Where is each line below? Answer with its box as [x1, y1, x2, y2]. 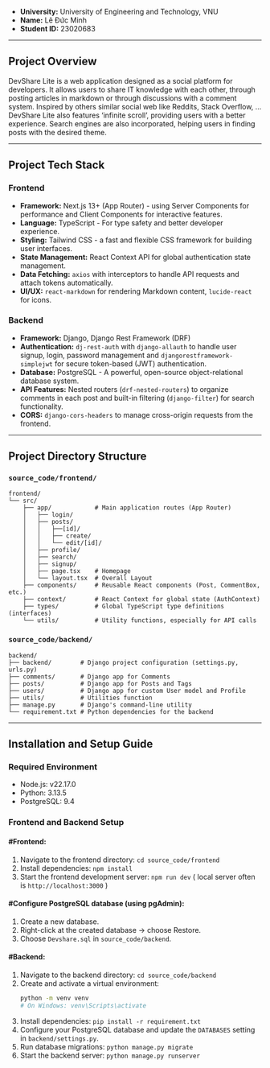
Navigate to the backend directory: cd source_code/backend [19, 970, 217, 979]
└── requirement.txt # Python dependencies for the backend [8, 707, 215, 715]
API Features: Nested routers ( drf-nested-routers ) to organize [19, 384, 229, 394]
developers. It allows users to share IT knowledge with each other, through [8, 85, 256, 94]
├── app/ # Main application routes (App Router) [22, 504, 231, 512]
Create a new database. [19, 917, 100, 926]
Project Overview [8, 55, 97, 68]
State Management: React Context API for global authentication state [19, 252, 252, 262]
